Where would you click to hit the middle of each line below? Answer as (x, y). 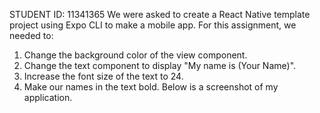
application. (48, 97)
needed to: (31, 35)
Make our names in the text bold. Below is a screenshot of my (151, 87)
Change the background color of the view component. (135, 55)
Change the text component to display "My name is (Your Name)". (160, 65)
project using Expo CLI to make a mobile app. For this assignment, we (153, 25)
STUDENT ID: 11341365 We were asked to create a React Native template (160, 14)
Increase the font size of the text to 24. (103, 76)
